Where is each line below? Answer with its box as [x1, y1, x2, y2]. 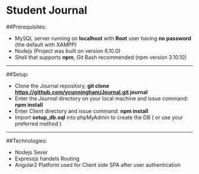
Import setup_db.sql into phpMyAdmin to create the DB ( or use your [14, 113, 184, 121]
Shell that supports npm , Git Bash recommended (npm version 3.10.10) [14, 53, 187, 61]
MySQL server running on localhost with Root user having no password [14, 34, 191, 42]
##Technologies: [6, 137, 47, 144]
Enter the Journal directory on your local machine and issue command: [14, 94, 188, 102]
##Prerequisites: [6, 23, 47, 30]
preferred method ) [14, 120, 62, 127]
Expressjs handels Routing [14, 155, 80, 162]
